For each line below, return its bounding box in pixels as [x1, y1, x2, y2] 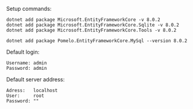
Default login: [6, 48, 40, 55]
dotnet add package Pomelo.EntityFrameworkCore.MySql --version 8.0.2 [6, 38, 188, 44]
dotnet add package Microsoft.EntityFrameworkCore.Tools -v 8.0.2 [6, 27, 177, 33]
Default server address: [6, 76, 65, 83]
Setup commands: [6, 5, 52, 12]
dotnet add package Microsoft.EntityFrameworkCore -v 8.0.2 [6, 17, 161, 23]
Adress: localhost [6, 87, 59, 93]
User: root [6, 93, 45, 99]
